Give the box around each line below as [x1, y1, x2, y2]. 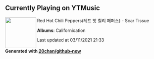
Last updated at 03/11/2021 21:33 [37, 37, 104, 43]
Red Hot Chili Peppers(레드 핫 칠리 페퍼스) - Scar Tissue [37, 17, 150, 24]
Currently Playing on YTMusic [5, 4, 100, 12]
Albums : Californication [37, 27, 86, 33]
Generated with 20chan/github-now [5, 48, 82, 54]
